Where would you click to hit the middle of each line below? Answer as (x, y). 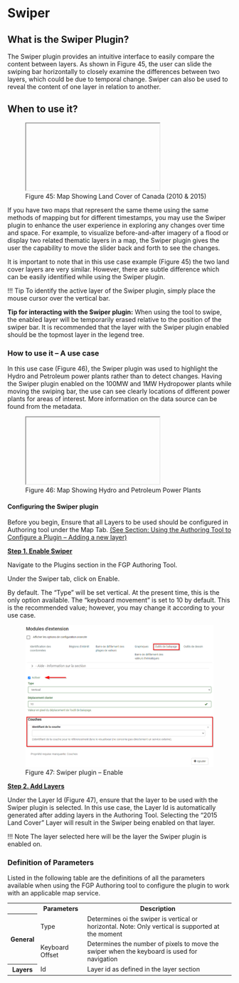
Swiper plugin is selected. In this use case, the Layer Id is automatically (112, 807)
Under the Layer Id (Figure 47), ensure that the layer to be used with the (113, 800)
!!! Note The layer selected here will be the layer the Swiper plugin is (107, 836)
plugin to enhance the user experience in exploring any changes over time (116, 225)
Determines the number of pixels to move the (153, 943)
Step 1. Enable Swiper (40, 551)
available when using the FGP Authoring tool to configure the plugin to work (118, 885)
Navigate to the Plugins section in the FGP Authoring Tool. (92, 565)
